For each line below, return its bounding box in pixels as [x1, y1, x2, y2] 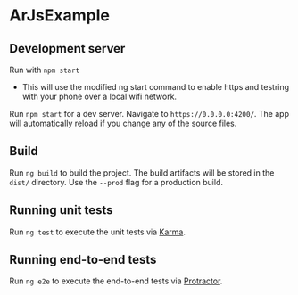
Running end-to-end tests [9, 252, 157, 267]
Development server [9, 41, 126, 56]
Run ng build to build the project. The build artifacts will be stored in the [9, 167, 275, 178]
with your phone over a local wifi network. [21, 91, 177, 102]
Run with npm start [9, 64, 80, 75]
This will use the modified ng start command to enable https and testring [21, 82, 290, 92]
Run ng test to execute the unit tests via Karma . [9, 226, 186, 237]
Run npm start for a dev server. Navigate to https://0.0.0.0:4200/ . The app [9, 109, 290, 119]
